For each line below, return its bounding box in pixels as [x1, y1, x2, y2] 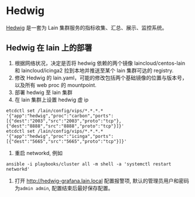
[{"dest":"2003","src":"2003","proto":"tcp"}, [6, 118, 122, 124]
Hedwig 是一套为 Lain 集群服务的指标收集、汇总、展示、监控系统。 [6, 24, 167, 31]
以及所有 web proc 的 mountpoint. [14, 81, 97, 88]
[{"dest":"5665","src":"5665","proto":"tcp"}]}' [6, 139, 127, 144]
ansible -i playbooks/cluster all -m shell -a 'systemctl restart [6, 161, 172, 167]
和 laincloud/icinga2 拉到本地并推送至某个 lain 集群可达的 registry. [14, 67, 174, 74]
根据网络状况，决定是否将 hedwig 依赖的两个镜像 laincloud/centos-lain [14, 60, 186, 67]
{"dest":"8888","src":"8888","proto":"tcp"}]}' [6, 123, 125, 129]
